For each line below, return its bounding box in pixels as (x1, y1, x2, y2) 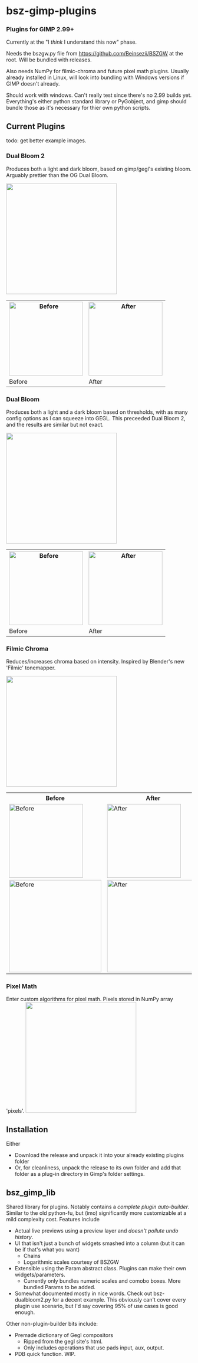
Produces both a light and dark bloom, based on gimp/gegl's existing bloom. (6, 165, 192, 172)
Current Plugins (6, 121, 65, 131)
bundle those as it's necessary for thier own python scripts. (6, 104, 151, 112)
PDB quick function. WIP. (14, 1351, 76, 1358)
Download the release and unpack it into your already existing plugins (14, 1152, 184, 1159)
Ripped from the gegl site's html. (23, 1338, 103, 1345)
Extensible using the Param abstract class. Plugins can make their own (14, 1265, 187, 1272)
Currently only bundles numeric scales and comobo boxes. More (23, 1277, 181, 1284)
